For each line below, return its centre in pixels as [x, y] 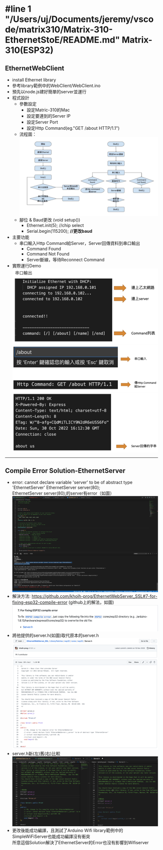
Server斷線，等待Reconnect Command [65, 260]
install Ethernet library [34, 80]
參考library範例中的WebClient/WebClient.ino [56, 86]
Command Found [44, 249]
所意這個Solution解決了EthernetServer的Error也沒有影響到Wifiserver [80, 842]
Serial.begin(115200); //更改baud [59, 231]
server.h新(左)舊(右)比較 [36, 753]
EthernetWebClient [35, 68]
